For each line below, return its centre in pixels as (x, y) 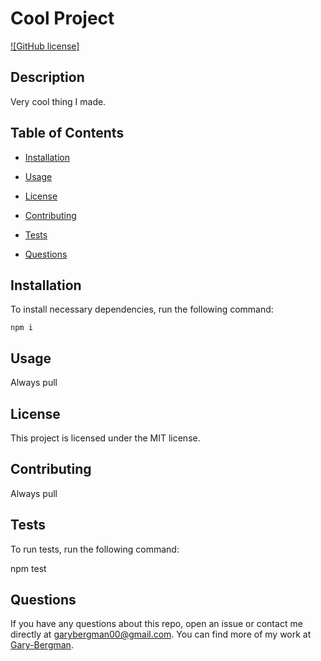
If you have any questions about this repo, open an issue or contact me (156, 624)
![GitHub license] (45, 46)
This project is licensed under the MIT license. (105, 438)
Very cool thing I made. (58, 101)
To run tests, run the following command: (95, 549)
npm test (28, 568)
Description (47, 77)
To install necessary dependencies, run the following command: (142, 309)
